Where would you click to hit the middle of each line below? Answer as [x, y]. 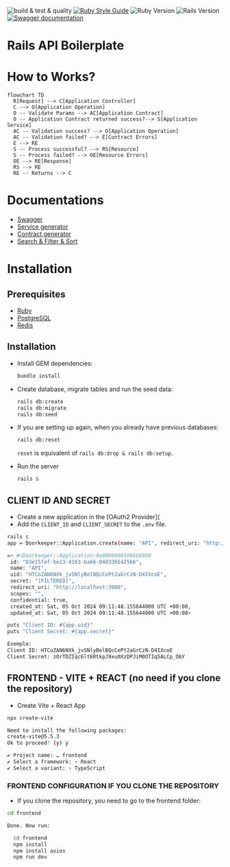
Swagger [30, 219]
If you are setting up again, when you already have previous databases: [118, 427]
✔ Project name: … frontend [47, 756]
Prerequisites [36, 294]
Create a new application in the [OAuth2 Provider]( [88, 516]
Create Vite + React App [51, 705]
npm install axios [40, 851]
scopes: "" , [27, 593]
